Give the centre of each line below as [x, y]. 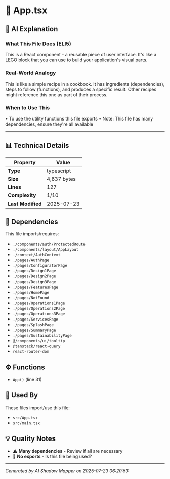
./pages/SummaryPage [34, 330]
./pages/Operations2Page [39, 309]
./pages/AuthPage [31, 260]
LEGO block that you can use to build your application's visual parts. [76, 60]
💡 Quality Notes [31, 439]
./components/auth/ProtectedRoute [49, 244]
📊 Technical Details [37, 146]
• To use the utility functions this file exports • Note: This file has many [79, 119]
